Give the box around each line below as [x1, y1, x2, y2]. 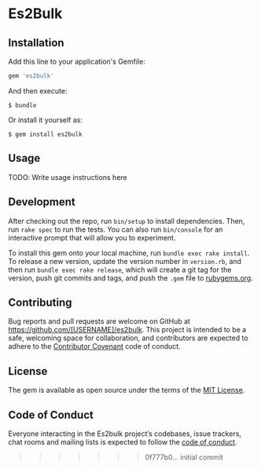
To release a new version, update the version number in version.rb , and [8, 256, 242, 266]
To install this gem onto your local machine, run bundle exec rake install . [8, 248, 250, 258]
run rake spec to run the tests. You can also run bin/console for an [8, 225, 223, 234]
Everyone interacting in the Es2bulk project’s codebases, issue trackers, [8, 429, 242, 438]
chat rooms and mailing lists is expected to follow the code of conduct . [8, 437, 237, 446]
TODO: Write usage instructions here [8, 172, 127, 181]
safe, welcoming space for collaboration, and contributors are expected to [8, 333, 249, 343]
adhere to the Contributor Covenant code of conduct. [8, 342, 181, 351]
